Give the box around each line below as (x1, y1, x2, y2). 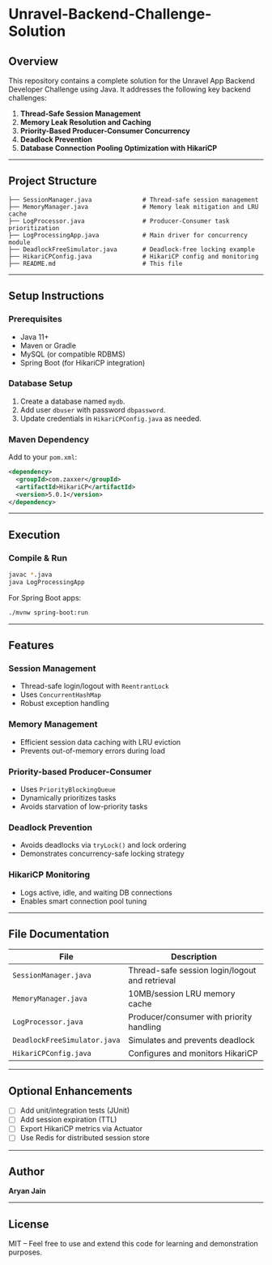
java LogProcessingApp (8, 579, 85, 587)
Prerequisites (8, 314, 62, 325)
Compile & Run (8, 552, 67, 563)
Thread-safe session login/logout (128, 965, 257, 977)
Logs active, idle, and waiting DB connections (19, 887, 172, 897)
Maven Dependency (8, 434, 90, 445)
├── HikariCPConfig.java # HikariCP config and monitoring (8, 252, 259, 260)
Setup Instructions (8, 289, 104, 303)
